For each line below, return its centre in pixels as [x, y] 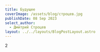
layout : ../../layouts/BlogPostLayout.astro [50, 32]
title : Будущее [20, 9]
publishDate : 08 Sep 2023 [31, 18]
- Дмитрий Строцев [28, 27]
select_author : [20, 23]
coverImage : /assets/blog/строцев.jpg [44, 14]
